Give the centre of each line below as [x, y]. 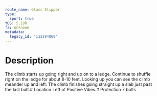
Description [29, 61]
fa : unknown [17, 28]
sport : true [22, 18]
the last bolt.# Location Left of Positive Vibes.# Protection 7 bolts [70, 89]
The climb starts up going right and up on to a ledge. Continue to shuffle [78, 74]
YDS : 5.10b [16, 23]
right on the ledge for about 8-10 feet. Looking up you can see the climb [78, 79]
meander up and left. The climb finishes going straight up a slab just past [79, 84]
